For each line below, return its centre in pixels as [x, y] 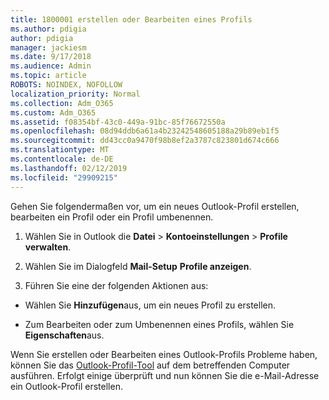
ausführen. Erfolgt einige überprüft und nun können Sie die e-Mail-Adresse [165, 375]
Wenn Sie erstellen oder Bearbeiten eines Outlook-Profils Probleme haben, [164, 354]
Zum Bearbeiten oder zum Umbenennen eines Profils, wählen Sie [159, 324]
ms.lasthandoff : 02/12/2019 [69, 168]
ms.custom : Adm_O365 [53, 112]
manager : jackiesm [48, 47]
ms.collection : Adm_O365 [62, 103]
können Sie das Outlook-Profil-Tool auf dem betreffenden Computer [150, 365]
